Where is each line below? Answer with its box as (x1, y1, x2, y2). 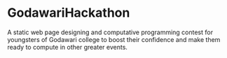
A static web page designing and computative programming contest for (7, 28, 214, 36)
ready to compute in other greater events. (7, 43, 128, 51)
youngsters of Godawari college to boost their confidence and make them (7, 35, 221, 43)
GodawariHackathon (7, 5, 130, 21)
